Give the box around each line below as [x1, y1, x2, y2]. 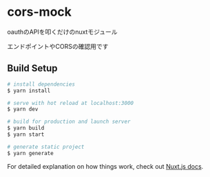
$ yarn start [7, 131, 45, 138]
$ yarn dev [7, 106, 39, 113]
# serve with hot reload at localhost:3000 [7, 99, 134, 106]
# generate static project [7, 143, 85, 150]
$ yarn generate [7, 150, 54, 156]
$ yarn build [7, 125, 45, 132]
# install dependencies [7, 80, 76, 88]
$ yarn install [7, 87, 51, 94]
